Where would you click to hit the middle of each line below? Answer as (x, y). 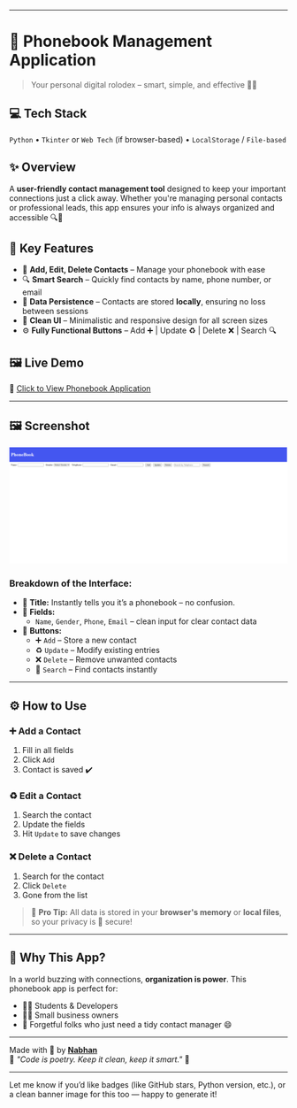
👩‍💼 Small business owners (70, 1015)
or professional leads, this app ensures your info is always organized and (142, 207)
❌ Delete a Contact (50, 857)
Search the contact (57, 815)
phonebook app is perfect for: (64, 989)
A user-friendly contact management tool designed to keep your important (148, 189)
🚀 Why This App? (57, 958)
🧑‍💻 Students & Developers (70, 1005)
